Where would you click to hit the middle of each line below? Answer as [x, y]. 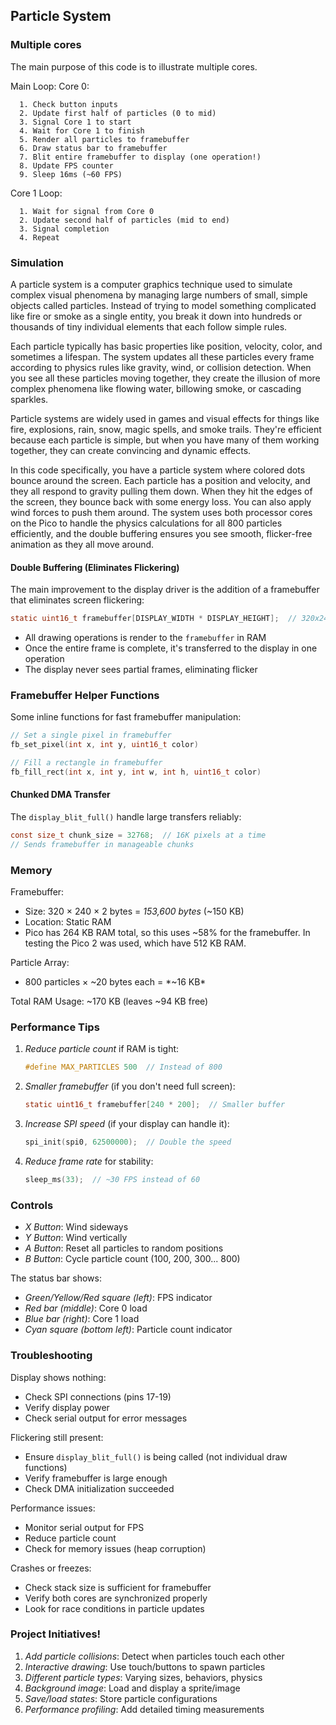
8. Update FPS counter [66, 165]
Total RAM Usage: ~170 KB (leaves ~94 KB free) [109, 1001]
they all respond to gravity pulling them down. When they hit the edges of [161, 491]
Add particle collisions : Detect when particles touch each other [154, 1656]
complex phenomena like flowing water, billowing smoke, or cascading [156, 388]
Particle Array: [40, 963]
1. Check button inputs [68, 104]
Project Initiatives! [56, 1634]
